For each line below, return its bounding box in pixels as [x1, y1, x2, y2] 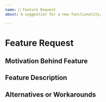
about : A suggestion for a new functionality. [5, 12, 102, 17]
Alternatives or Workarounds [5, 90, 96, 99]
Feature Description [5, 73, 67, 82]
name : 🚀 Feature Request [5, 7, 56, 12]
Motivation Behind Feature [5, 57, 88, 66]
